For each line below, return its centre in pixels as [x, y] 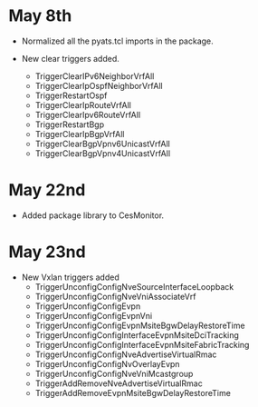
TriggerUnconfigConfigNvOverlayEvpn [107, 363]
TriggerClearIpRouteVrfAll [83, 104]
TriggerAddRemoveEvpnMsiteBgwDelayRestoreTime [133, 392]
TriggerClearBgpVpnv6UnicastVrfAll [103, 144]
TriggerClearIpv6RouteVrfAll [88, 114]
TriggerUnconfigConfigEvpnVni [94, 315]
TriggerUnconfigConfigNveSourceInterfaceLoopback [134, 286]
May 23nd [48, 252]
